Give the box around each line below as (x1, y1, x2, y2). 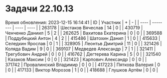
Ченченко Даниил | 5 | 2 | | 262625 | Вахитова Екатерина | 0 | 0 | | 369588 (5, 30, 163, 36)
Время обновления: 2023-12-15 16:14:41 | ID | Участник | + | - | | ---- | (5, 19, 151, 25)
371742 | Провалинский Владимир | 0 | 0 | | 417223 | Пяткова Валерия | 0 (5, 62, 161, 68)
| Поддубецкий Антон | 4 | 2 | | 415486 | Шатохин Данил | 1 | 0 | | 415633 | (5, 35, 161, 41)
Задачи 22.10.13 (5, 3, 74, 14)
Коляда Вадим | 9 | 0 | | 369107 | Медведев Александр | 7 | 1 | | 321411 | (5, 46, 156, 52)
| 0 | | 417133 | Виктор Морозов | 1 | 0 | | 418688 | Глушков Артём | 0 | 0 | (5, 67, 158, 73)
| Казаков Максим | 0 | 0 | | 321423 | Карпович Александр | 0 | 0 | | (5, 56, 147, 62)
